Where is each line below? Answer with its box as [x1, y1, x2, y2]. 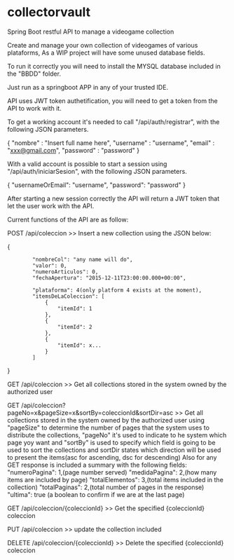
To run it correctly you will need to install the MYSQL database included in [7, 62, 221, 70]
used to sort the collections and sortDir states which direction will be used [7, 446, 221, 454]
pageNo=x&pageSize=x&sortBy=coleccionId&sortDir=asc [7, 408, 174, 417]
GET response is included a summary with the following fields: [7, 460, 188, 469]
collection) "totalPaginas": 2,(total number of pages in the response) [7, 483, 205, 491]
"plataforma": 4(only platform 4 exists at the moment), [32, 287, 202, 294]
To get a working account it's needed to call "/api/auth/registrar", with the [7, 117, 220, 126]
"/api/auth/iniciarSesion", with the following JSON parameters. [7, 167, 187, 175]
